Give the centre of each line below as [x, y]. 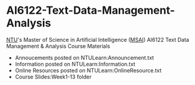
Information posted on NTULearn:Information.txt [75, 64]
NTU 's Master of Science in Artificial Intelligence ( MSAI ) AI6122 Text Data [98, 40]
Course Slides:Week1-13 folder [53, 77]
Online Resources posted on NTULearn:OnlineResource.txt [88, 70]
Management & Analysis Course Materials [58, 46]
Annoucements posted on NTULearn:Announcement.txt [84, 57]
